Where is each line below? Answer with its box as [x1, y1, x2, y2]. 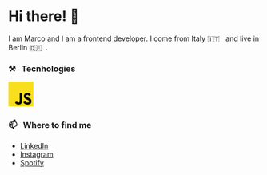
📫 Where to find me [8, 120, 92, 131]
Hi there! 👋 [8, 7, 80, 26]
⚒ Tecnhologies [8, 63, 76, 74]
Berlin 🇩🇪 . [8, 42, 48, 52]
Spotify [19, 157, 44, 167]
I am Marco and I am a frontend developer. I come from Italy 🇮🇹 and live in [8, 34, 260, 43]
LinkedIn [19, 141, 49, 150]
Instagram [19, 149, 54, 159]
